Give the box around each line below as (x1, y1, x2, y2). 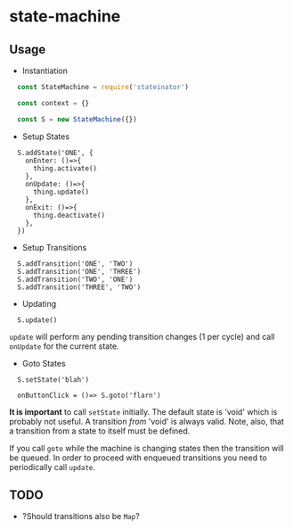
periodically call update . (9, 461, 96, 472)
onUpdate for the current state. (9, 341, 119, 351)
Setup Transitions (21, 242, 87, 252)
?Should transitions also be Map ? (21, 511, 140, 522)
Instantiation (21, 65, 69, 76)
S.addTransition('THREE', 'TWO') (17, 283, 142, 292)
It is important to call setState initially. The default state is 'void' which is (9, 406, 278, 417)
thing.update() (32, 187, 90, 196)
